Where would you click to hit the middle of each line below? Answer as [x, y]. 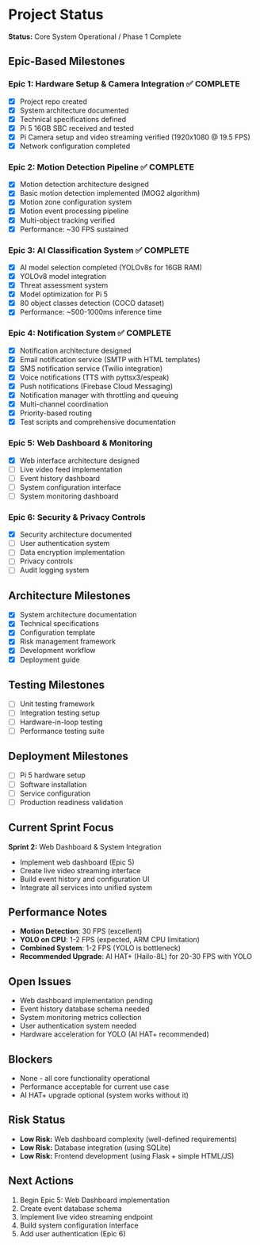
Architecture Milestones [69, 596]
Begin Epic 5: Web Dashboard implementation [95, 1200]
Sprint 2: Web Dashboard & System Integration [85, 846]
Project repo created [53, 101]
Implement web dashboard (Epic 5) [77, 862]
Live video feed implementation [71, 469]
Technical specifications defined [73, 119]
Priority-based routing [56, 413]
